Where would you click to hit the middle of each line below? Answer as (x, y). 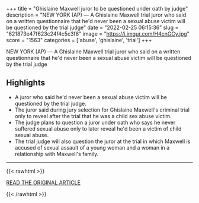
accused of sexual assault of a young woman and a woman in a (92, 147)
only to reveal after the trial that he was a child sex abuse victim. (93, 116)
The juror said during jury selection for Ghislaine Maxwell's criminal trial (102, 110)
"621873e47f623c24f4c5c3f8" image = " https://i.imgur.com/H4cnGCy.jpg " (98, 34)
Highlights (26, 83)
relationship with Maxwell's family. (57, 154)
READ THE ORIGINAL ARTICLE (44, 182)
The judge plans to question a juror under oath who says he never (95, 122)
